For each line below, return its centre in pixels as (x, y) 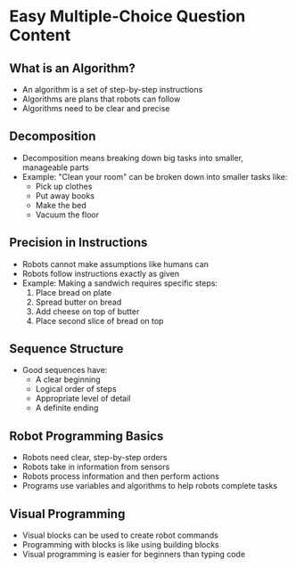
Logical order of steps (76, 389)
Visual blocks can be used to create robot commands (120, 535)
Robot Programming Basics (86, 436)
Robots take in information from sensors (96, 467)
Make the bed (61, 205)
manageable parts (55, 167)
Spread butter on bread (78, 302)
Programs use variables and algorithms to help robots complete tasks (150, 486)
